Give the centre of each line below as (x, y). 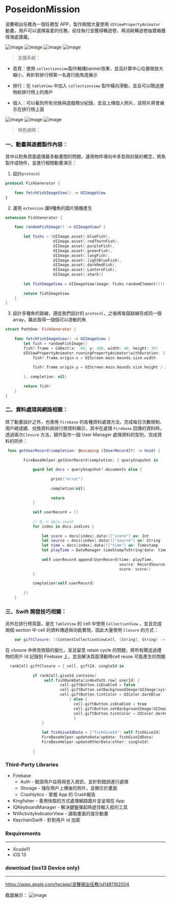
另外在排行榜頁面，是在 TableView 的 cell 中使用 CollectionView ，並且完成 (83, 624)
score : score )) (135, 569)
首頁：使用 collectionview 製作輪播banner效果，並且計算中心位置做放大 (88, 68)
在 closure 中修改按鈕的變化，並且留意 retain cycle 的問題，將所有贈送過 (81, 650)
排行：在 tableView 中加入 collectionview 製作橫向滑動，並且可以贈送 (86, 86)
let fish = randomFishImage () (55, 343)
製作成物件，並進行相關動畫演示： (41, 163)
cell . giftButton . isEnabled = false (98, 685)
